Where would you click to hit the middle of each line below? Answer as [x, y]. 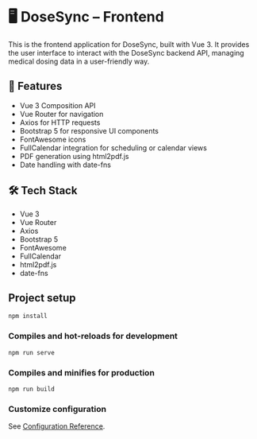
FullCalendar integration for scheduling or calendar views [113, 148]
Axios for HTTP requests [60, 122]
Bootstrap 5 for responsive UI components [89, 130]
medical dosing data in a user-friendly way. [79, 61]
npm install [28, 317]
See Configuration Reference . [57, 426]
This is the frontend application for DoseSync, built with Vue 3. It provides [129, 44]
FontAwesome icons [53, 139]
